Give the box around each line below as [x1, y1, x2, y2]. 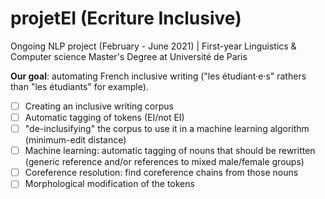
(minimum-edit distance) [24, 134, 127, 146]
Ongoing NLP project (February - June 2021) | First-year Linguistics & [10, 40, 297, 52]
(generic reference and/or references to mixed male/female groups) [24, 156, 305, 168]
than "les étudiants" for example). [10, 80, 149, 92]
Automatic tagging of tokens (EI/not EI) [24, 112, 185, 123]
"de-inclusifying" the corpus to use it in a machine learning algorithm [24, 123, 310, 135]
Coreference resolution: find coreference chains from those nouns [24, 167, 299, 179]
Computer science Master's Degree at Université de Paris [10, 50, 248, 62]
